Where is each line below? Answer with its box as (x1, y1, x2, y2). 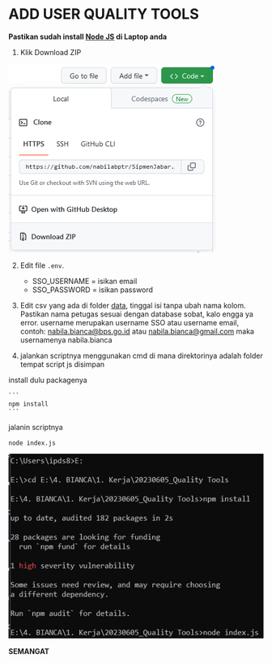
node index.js (8, 439, 57, 447)
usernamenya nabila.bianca (19, 334, 113, 345)
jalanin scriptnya (8, 422, 63, 432)
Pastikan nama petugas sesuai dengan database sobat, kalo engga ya (19, 309, 253, 319)
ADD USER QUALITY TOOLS (8, 5, 200, 24)
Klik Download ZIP (19, 47, 82, 57)
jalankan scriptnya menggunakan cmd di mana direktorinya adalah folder (19, 351, 263, 360)
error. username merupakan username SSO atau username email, (19, 317, 240, 327)
